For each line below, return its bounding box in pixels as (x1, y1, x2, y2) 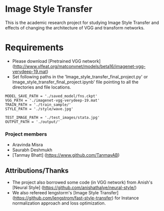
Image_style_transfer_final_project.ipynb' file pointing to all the (12, 79, 139, 85)
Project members (5, 131, 48, 138)
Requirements (5, 42, 64, 53)
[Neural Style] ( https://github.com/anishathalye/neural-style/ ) (12, 185, 137, 190)
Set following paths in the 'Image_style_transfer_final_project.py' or (12, 73, 148, 79)
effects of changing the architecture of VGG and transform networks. (5, 24, 145, 30)
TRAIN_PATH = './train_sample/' (5, 102, 71, 107)
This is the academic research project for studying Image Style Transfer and (5, 20, 159, 25)
